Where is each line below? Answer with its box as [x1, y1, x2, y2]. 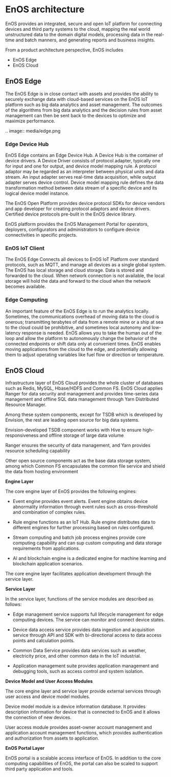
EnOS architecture [5, 4, 85, 15]
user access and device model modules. [5, 694, 90, 700]
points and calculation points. [12, 638, 75, 644]
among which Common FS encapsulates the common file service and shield [5, 463, 165, 469]
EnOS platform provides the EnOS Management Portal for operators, [5, 221, 149, 227]
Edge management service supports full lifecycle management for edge [12, 611, 164, 618]
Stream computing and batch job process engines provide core [12, 534, 146, 541]
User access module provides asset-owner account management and [5, 724, 152, 730]
